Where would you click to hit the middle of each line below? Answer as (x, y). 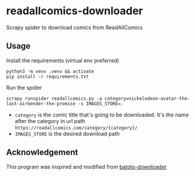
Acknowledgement (42, 153)
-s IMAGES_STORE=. (101, 103)
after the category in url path (50, 121)
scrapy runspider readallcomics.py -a (54, 98)
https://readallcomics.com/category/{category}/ (76, 128)
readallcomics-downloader (75, 11)
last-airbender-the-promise (41, 103)
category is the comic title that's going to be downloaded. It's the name (102, 115)
